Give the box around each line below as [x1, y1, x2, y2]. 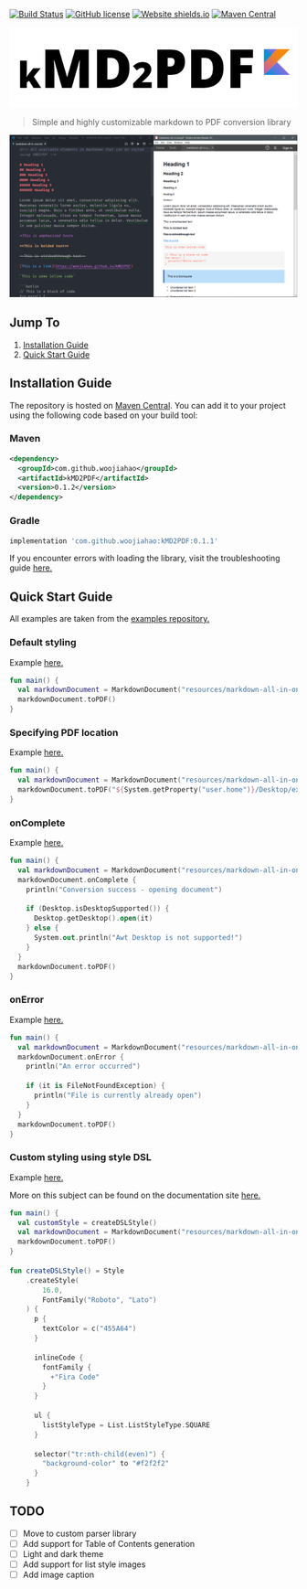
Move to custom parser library [22, 1528, 137, 1539]
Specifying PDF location [9, 726, 119, 739]
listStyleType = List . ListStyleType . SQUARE [42, 1420, 210, 1430]
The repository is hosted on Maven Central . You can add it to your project [9, 400, 286, 411]
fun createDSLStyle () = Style [9, 1266, 125, 1275]
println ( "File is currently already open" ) [33, 1091, 203, 1101]
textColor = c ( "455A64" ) [42, 1324, 137, 1334]
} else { [26, 923, 59, 933]
